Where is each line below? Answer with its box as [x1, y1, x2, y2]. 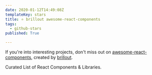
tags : [5, 21, 17, 27]
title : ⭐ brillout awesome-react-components [5, 17, 101, 22]
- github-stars [10, 26, 42, 31]
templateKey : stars [5, 12, 46, 17]
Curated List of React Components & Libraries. [5, 64, 102, 70]
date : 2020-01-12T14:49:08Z [5, 7, 64, 13]
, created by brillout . [31, 54, 73, 60]
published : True [5, 31, 39, 36]
